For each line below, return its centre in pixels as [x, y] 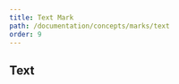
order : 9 [26, 34]
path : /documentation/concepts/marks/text [89, 26]
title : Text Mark [42, 17]
